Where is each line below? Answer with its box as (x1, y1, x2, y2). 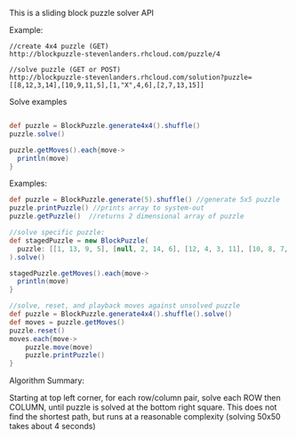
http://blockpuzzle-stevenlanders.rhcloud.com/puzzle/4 (9, 50, 220, 59)
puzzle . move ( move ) (25, 342, 93, 352)
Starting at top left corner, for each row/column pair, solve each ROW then (9, 393, 282, 403)
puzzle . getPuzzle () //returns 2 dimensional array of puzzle (9, 212, 244, 221)
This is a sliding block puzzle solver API (9, 8, 154, 18)
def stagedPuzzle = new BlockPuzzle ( (9, 235, 149, 245)
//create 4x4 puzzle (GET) (9, 42, 109, 51)
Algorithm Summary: (9, 375, 84, 386)
